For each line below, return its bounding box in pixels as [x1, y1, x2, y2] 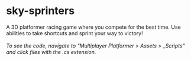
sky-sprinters [6, 4, 75, 18]
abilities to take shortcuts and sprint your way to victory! [6, 29, 143, 36]
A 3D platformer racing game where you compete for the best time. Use [6, 23, 182, 30]
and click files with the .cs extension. [6, 48, 96, 55]
